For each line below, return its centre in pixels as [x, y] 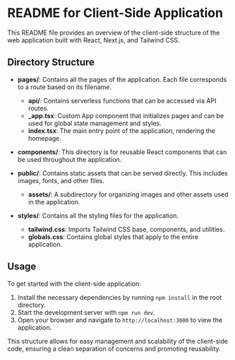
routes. [38, 108]
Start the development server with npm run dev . [86, 312]
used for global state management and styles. [95, 123]
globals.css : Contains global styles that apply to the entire [113, 237]
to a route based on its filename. [64, 87]
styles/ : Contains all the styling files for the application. [98, 215]
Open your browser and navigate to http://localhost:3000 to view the [120, 320]
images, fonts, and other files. [61, 180]
